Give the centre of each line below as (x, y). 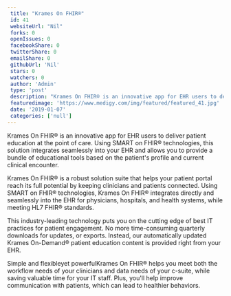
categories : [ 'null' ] (41, 116)
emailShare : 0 (30, 59)
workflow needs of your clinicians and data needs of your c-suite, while (109, 271)
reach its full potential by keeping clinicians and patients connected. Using (112, 185)
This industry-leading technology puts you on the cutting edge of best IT (110, 220)
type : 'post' (29, 90)
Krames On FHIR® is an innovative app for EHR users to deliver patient (107, 136)
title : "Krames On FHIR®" (47, 13)
